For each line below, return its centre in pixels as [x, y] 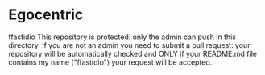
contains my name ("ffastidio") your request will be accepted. [110, 62]
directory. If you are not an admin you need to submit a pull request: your [129, 45]
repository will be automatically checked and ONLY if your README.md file [133, 53]
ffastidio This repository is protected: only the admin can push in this [122, 37]
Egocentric [46, 15]
